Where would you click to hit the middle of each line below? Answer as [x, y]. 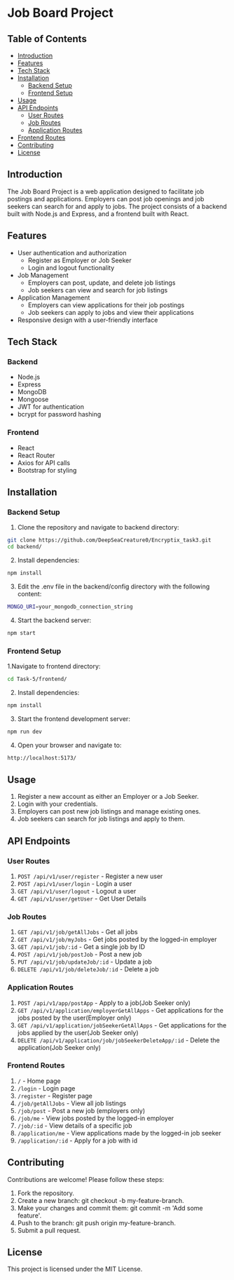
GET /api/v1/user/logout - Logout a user [77, 891]
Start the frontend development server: [74, 719]
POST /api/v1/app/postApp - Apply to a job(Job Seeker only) [104, 1003]
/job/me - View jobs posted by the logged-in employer [96, 1118]
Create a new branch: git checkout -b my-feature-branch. [101, 1200]
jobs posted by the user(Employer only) [74, 1018]
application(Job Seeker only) [59, 1047]
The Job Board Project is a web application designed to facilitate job [106, 191]
